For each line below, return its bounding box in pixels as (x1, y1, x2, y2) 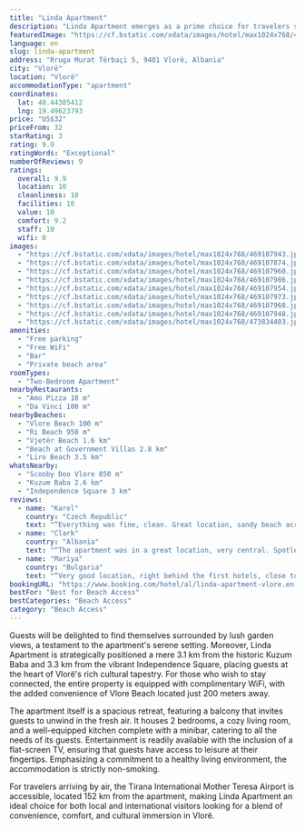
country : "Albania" (25, 537, 100, 546)
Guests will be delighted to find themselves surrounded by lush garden (9, 629, 274, 641)
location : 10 (17, 183, 67, 192)
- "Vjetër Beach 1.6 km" (17, 435, 112, 445)
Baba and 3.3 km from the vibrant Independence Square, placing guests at (9, 658, 289, 669)
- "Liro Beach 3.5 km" (17, 453, 103, 462)
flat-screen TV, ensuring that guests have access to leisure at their (9, 744, 259, 755)
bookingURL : (9, 579, 54, 589)
